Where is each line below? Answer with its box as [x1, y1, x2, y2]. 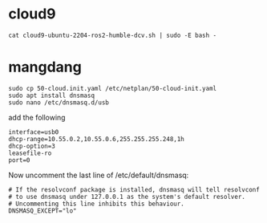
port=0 [8, 156, 30, 164]
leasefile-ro [8, 149, 52, 157]
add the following [8, 112, 66, 122]
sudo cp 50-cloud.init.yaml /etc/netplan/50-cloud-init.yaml [8, 84, 217, 92]
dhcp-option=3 [8, 142, 56, 150]
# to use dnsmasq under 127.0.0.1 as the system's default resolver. [8, 193, 246, 201]
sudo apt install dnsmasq [8, 91, 95, 99]
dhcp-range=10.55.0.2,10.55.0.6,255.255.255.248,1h [8, 135, 184, 143]
